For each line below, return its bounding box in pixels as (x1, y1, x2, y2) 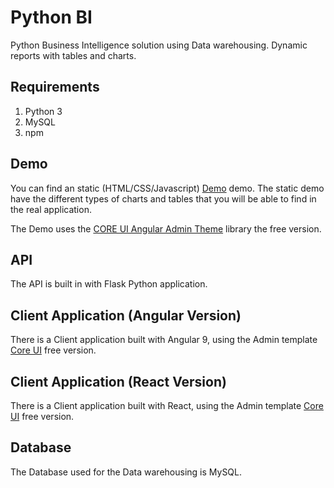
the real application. (10, 203, 92, 215)
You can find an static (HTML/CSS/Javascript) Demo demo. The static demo (10, 182, 325, 194)
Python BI (10, 6, 93, 29)
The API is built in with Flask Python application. (10, 278, 208, 290)
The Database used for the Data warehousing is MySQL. (10, 466, 243, 478)
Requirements (10, 79, 100, 96)
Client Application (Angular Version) (10, 307, 242, 324)
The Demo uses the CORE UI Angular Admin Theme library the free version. (10, 222, 322, 235)
